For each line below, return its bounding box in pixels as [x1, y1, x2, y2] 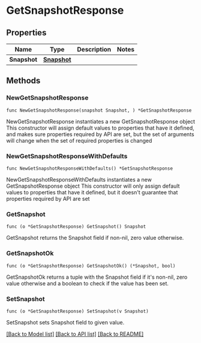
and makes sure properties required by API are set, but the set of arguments [6, 130, 194, 138]
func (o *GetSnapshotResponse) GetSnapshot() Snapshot [6, 224, 146, 230]
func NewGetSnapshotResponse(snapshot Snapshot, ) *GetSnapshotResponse [6, 107, 192, 113]
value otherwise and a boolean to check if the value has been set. [6, 279, 169, 287]
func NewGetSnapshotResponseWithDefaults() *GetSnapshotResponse [6, 166, 173, 171]
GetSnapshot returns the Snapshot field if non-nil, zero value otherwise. [6, 234, 184, 242]
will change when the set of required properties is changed [6, 137, 152, 144]
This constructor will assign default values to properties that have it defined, [6, 124, 195, 131]
